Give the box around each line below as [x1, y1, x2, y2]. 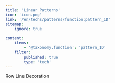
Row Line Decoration [5, 73, 50, 79]
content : [5, 36, 24, 41]
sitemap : [5, 21, 24, 27]
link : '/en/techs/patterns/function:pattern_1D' [5, 17, 111, 22]
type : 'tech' [24, 59, 52, 64]
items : [14, 40, 29, 46]
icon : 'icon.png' [5, 12, 42, 17]
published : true [24, 54, 58, 60]
